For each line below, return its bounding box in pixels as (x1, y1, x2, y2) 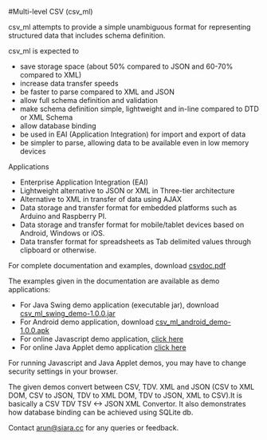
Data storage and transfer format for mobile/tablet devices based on (19, 220, 245, 229)
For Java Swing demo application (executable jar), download (19, 300, 219, 310)
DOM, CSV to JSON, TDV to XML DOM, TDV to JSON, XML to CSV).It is (8, 390, 243, 400)
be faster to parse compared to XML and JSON (19, 87, 175, 97)
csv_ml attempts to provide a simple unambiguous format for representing (8, 22, 251, 31)
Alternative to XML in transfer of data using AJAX (19, 195, 182, 204)
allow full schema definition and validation (19, 96, 158, 105)
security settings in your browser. (8, 367, 118, 376)
